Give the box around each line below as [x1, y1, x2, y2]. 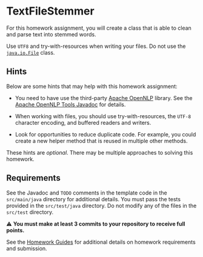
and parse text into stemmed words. [6, 30, 96, 38]
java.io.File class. [6, 48, 55, 56]
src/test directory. [6, 208, 53, 216]
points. [6, 226, 25, 234]
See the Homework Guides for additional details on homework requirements [6, 238, 196, 245]
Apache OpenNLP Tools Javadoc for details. [15, 101, 126, 108]
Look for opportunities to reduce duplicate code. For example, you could [15, 130, 196, 138]
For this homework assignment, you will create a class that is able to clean [6, 24, 192, 32]
